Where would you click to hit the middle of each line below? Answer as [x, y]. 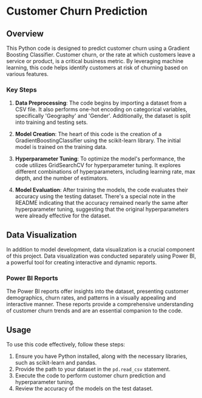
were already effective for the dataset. [63, 216]
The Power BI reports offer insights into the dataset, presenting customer [98, 291]
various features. [27, 74]
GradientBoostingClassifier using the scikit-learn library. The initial [98, 140]
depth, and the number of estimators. [62, 178]
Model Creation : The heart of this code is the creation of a [88, 134]
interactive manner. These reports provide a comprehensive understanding [100, 304]
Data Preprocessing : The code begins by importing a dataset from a [101, 103]
